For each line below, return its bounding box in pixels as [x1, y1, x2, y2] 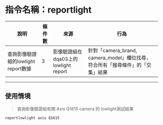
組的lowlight [7, 58, 35, 64]
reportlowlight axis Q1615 [5, 115, 60, 120]
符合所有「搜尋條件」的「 [88, 62, 147, 68]
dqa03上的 [53, 55, 78, 62]
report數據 [7, 65, 32, 72]
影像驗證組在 [53, 48, 82, 55]
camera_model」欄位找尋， [88, 54, 151, 61]
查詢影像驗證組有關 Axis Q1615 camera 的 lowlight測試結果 [16, 106, 134, 111]
